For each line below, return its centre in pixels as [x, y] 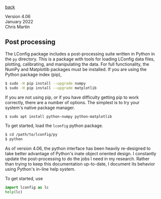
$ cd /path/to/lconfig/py [31, 135]
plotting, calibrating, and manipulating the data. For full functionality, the [77, 64]
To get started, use [24, 179]
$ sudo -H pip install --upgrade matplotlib [51, 88]
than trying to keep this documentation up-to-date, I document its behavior [80, 164]
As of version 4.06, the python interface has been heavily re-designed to [78, 148]
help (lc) [14, 192]
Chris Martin [18, 27]
